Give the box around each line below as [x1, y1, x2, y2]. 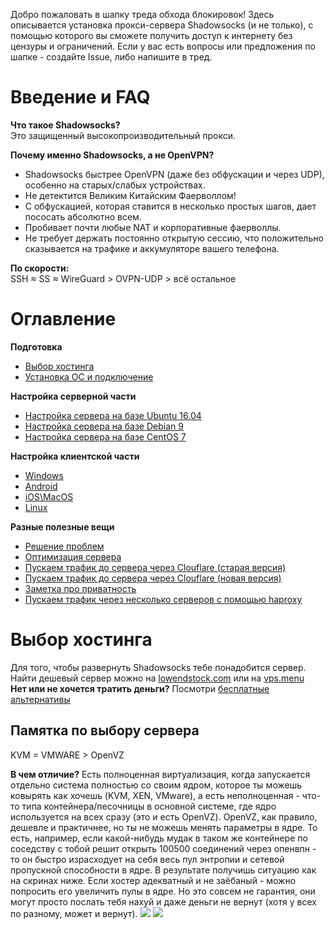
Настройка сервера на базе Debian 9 [24, 420, 184, 432]
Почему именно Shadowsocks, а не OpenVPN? [10, 149, 215, 161]
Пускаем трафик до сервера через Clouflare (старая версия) [24, 561, 287, 573]
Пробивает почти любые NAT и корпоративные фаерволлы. [24, 221, 282, 233]
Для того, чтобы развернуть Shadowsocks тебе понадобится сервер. [10, 661, 307, 673]
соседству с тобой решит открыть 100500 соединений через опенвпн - [10, 842, 317, 854]
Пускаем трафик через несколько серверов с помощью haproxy [24, 593, 303, 605]
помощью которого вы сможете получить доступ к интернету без [10, 30, 293, 41]
